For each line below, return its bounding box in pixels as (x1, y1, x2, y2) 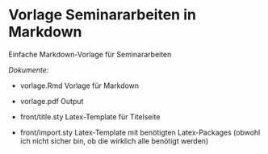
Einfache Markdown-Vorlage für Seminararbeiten (8, 49, 172, 59)
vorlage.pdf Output (19, 96, 84, 106)
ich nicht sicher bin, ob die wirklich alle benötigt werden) (19, 135, 209, 146)
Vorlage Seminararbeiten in (8, 6, 196, 24)
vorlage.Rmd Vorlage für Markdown (19, 81, 140, 90)
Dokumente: (8, 65, 49, 74)
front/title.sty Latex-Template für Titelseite (19, 111, 161, 122)
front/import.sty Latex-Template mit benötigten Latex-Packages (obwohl (19, 127, 261, 137)
